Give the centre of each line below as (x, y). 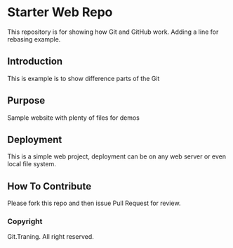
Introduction (35, 62)
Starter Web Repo (60, 12)
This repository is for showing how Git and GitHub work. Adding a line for (113, 32)
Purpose (26, 100)
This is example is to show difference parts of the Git (84, 78)
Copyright (25, 221)
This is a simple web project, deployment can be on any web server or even (117, 156)
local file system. (32, 164)
